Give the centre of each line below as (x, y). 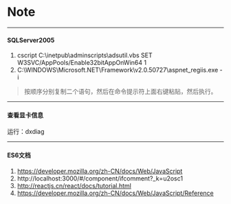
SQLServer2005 (31, 40)
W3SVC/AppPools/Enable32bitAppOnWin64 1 (81, 63)
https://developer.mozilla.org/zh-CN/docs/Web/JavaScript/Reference (115, 193)
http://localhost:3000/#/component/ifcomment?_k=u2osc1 (100, 178)
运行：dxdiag (26, 132)
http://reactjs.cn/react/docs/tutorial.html (74, 185)
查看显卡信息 (25, 115)
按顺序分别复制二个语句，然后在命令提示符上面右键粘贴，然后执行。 (120, 92)
